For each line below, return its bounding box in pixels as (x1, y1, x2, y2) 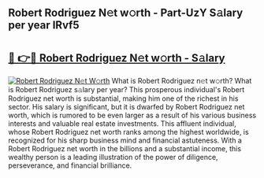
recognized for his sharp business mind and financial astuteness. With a (8, 135, 243, 145)
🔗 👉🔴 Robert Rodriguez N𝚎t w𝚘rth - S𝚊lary (8, 51, 225, 65)
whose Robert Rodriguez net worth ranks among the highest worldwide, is (8, 128, 250, 136)
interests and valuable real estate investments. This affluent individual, (8, 119, 236, 128)
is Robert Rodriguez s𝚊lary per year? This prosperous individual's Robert (8, 85, 245, 94)
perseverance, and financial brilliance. (8, 161, 132, 170)
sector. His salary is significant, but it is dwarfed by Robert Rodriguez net (8, 102, 245, 111)
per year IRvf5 (8, 19, 80, 32)
